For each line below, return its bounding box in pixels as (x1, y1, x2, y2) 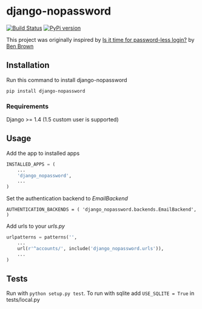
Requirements (6, 102, 49, 110)
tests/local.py (6, 296, 41, 304)
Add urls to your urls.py (6, 223, 66, 230)
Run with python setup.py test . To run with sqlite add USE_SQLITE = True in (6, 290, 195, 297)
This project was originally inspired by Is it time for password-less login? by (6, 36, 195, 43)
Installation (6, 60, 50, 70)
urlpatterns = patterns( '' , (6, 234, 78, 240)
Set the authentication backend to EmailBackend (6, 195, 129, 202)
